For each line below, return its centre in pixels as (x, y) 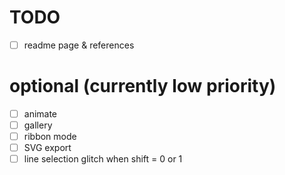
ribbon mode (50, 137)
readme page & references (79, 45)
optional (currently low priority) (143, 86)
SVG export (47, 148)
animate (40, 113)
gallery (38, 125)
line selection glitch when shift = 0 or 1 (103, 159)
